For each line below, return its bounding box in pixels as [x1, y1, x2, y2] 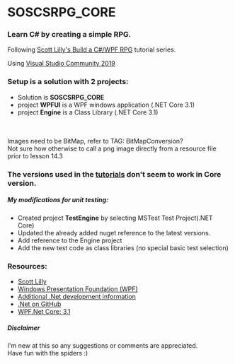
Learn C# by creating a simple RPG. [7, 30, 132, 40]
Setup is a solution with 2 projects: [7, 77, 129, 87]
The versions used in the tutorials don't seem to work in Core [7, 169, 222, 179]
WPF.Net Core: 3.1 [17, 307, 71, 315]
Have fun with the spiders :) [7, 348, 88, 357]
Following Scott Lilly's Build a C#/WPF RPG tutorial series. [7, 45, 176, 54]
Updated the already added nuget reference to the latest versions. [17, 228, 211, 237]
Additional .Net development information [17, 292, 136, 300]
